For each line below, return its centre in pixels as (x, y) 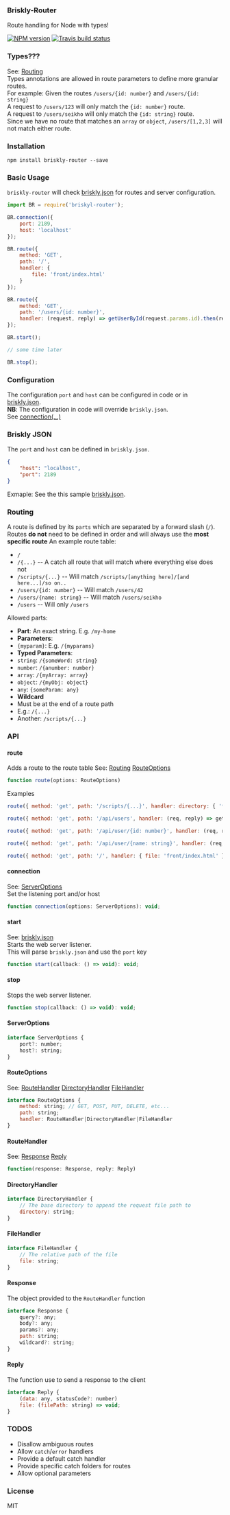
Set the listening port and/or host (54, 893)
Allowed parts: (27, 618)
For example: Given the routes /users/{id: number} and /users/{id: (103, 93)
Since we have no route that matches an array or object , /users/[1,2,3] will (115, 121)
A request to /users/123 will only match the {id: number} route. (96, 106)
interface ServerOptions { (46, 1037)
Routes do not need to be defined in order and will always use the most (108, 535)
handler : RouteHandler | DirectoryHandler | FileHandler (96, 1119)
